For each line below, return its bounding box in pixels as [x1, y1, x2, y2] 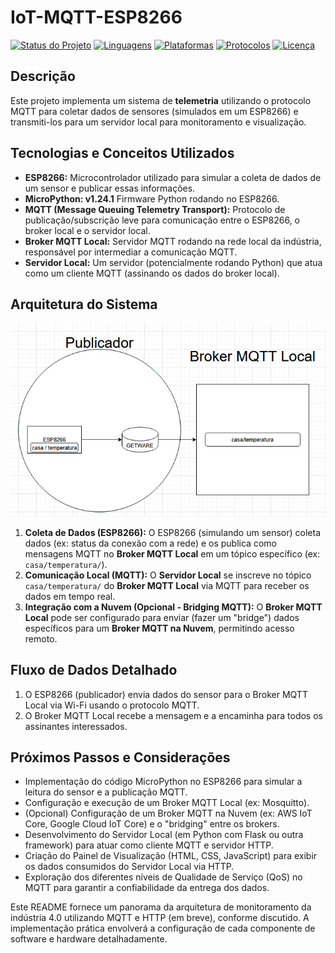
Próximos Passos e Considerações [10, 749, 231, 766]
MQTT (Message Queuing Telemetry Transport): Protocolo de [24, 203, 286, 215]
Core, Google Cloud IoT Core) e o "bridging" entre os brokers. [24, 818, 280, 830]
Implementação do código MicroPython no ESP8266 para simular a [24, 776, 303, 788]
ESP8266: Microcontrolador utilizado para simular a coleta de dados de [24, 171, 322, 183]
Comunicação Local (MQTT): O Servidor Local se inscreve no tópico [24, 569, 312, 581]
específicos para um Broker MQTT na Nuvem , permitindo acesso [24, 622, 295, 634]
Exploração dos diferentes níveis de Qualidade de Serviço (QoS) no [24, 871, 303, 883]
